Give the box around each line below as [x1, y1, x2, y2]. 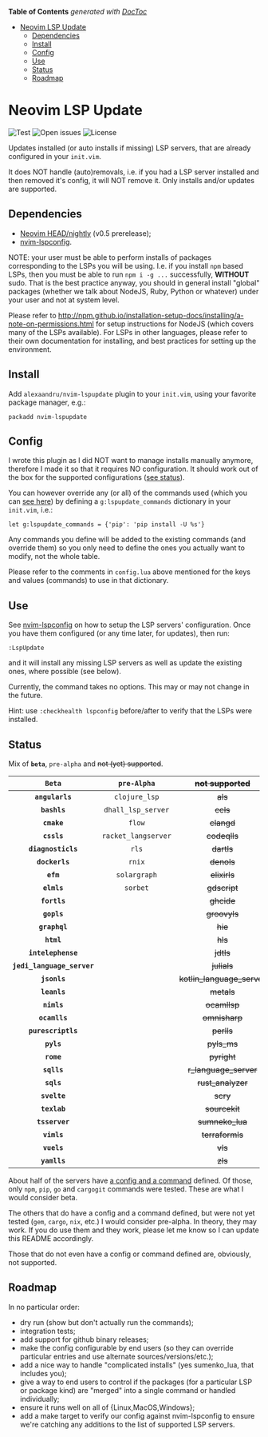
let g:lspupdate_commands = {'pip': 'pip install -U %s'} [8, 521, 205, 529]
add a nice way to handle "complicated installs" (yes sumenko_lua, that [19, 1359, 254, 1370]
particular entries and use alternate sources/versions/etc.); [19, 1351, 214, 1361]
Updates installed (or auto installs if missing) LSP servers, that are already [8, 143, 251, 153]
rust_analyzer [197, 1077, 248, 1088]
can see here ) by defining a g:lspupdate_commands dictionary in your [8, 497, 231, 506]
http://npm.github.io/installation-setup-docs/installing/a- [58, 310, 244, 320]
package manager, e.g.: [8, 397, 86, 407]
